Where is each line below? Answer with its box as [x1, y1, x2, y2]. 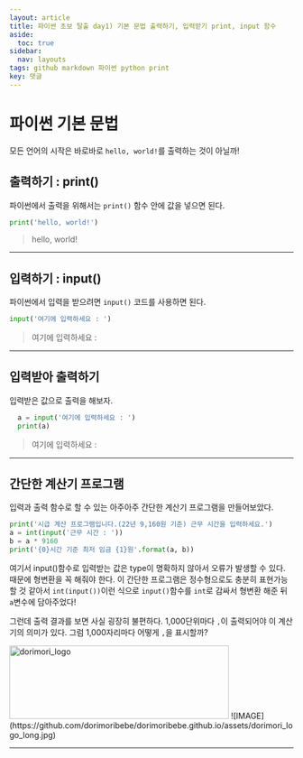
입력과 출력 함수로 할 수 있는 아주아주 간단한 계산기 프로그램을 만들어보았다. [9, 502, 274, 513]
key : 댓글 [9, 72, 42, 81]
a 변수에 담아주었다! [9, 596, 77, 607]
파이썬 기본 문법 [9, 114, 119, 134]
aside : [9, 30, 34, 39]
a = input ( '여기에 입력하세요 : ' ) [17, 412, 136, 422]
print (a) [17, 421, 50, 430]
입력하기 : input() [9, 271, 102, 286]
